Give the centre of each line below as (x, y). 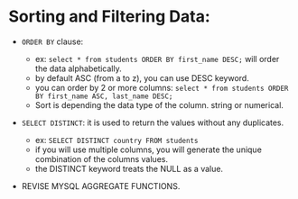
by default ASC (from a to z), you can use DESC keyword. (142, 77)
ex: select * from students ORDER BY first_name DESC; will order (157, 59)
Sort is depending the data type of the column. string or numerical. (159, 104)
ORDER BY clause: (52, 41)
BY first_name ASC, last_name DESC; (104, 96)
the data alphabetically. (79, 68)
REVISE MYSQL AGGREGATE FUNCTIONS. (101, 185)
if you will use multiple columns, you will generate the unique (149, 149)
